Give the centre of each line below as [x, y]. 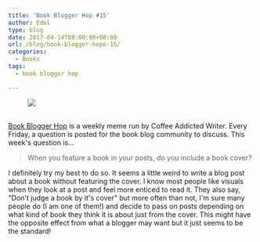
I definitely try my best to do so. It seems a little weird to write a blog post [126, 172]
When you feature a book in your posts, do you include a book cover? [139, 157]
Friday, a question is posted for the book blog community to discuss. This [126, 134]
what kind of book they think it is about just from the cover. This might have [130, 214]
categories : [27, 52]
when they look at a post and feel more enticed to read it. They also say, [125, 190]
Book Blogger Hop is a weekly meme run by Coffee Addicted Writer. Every [128, 125]
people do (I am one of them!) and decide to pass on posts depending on [126, 206]
